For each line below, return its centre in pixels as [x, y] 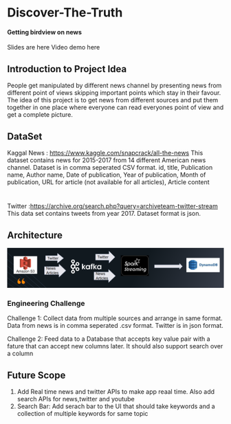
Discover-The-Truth [65, 13]
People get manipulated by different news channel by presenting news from [114, 86]
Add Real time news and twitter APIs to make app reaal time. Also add [116, 392]
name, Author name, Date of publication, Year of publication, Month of [107, 175]
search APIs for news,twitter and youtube [76, 399]
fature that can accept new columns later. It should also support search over [115, 346]
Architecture [35, 235]
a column [20, 354]
